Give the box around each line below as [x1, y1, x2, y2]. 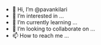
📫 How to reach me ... [12, 32, 69, 39]
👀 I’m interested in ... [12, 12, 64, 19]
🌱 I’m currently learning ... [12, 19, 78, 26]
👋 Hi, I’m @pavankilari [12, 6, 67, 13]
